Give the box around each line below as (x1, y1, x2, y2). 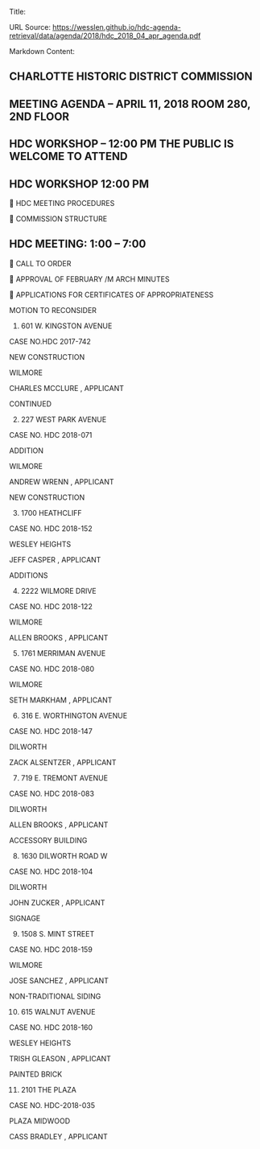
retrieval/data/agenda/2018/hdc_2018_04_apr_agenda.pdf (9, 31, 201, 40)
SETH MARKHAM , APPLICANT (9, 695, 113, 705)
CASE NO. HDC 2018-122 (9, 601, 93, 611)
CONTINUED (9, 398, 52, 409)
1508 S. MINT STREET (20, 929, 95, 938)
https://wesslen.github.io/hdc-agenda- (52, 23, 182, 31)
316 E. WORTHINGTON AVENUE (20, 710, 128, 720)
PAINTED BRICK (9, 1069, 63, 1079)
